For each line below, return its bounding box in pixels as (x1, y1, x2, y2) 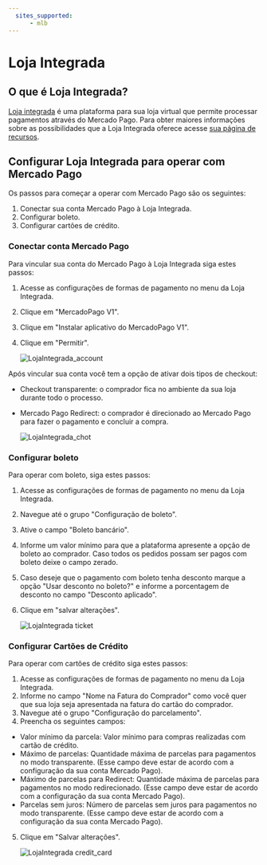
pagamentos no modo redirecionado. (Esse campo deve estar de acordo (19, 783, 258, 792)
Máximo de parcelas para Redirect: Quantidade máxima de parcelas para (19, 775, 260, 784)
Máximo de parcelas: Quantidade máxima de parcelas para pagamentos (19, 749, 257, 759)
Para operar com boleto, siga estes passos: (8, 470, 151, 480)
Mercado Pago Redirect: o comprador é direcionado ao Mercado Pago (19, 408, 251, 417)
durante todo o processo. (19, 393, 104, 402)
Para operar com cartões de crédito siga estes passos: (8, 659, 189, 669)
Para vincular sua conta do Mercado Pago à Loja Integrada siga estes (8, 259, 237, 268)
